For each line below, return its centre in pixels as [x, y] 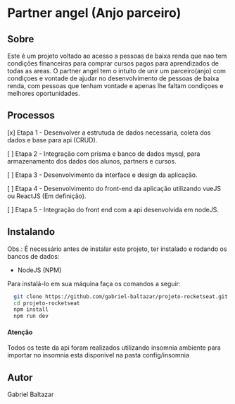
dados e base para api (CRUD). [52, 140]
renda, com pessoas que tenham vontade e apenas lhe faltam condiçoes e [115, 86]
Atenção [20, 332]
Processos [31, 115]
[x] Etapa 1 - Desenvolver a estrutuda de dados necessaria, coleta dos [109, 133]
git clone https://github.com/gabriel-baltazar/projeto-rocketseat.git [121, 296]
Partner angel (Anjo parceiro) [94, 13]
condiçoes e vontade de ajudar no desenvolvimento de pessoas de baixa [113, 78]
